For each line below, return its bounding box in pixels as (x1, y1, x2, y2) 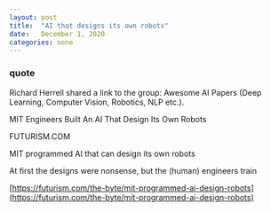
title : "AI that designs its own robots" (9, 21, 169, 30)
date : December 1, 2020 (9, 29, 105, 38)
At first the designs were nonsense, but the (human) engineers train (9, 165, 258, 176)
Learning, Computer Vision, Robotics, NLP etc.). (9, 97, 185, 107)
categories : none (9, 37, 74, 47)
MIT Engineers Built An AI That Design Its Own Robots (9, 113, 207, 124)
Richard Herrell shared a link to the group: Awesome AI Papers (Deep (9, 87, 262, 98)
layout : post (9, 12, 58, 22)
